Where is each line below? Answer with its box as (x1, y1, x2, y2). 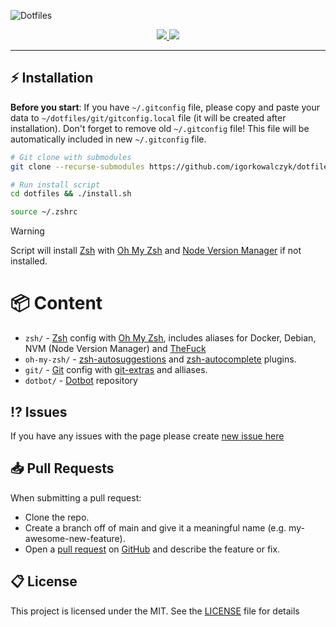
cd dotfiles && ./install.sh (10, 189, 132, 199)
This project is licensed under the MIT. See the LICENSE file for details (10, 605, 300, 617)
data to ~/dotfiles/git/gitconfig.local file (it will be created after (10, 111, 287, 124)
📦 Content (10, 292, 103, 315)
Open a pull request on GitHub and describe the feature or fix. (24, 543, 281, 555)
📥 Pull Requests (10, 460, 115, 477)
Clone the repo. (24, 511, 90, 523)
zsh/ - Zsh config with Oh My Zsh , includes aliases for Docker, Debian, (24, 332, 317, 344)
